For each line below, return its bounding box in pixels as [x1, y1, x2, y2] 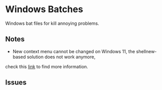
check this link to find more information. [5, 63, 89, 69]
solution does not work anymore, [27, 54, 96, 60]
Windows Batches [5, 4, 84, 15]
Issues [5, 78, 27, 87]
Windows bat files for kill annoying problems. [5, 20, 100, 26]
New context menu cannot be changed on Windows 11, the [12, 48, 135, 54]
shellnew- [136, 48, 157, 54]
